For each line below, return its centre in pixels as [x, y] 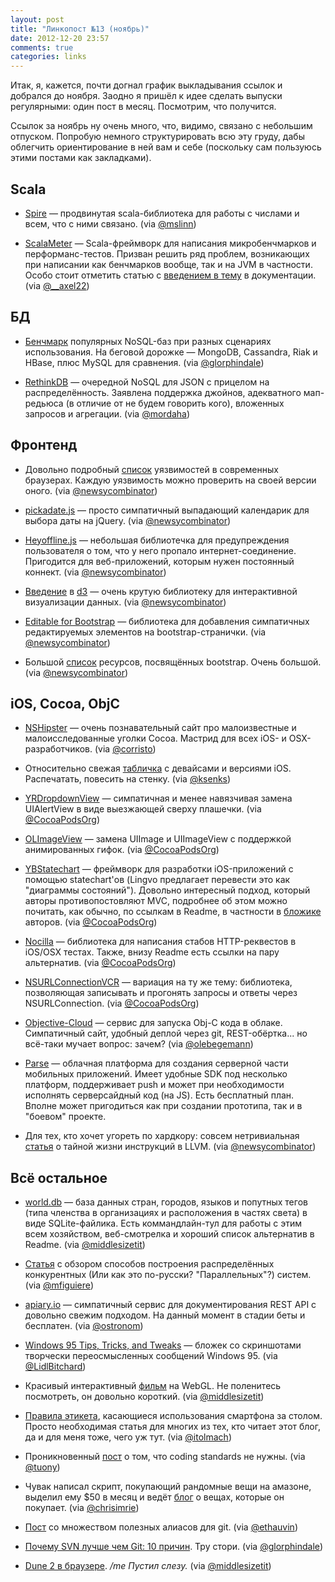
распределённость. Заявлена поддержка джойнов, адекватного [163, 392]
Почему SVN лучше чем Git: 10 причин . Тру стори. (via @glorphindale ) [174, 1547]
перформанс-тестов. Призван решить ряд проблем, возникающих [167, 253]
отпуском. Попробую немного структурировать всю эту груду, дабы [157, 137]
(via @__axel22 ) [57, 285]
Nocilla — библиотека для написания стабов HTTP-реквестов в [160, 942]
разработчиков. [58, 749]
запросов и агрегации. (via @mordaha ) [107, 413]
